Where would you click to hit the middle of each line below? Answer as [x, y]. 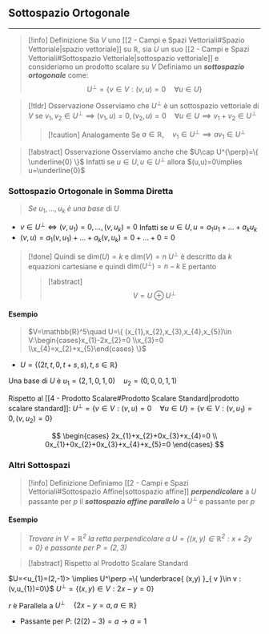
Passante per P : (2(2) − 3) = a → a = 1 [83, 621]
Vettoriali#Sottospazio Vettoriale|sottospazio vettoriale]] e [123, 58]
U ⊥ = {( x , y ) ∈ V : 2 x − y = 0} [105, 588]
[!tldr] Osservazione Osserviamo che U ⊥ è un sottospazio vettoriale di [143, 105]
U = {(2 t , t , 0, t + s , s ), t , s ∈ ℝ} [69, 365]
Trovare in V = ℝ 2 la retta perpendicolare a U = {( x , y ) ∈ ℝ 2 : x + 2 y [140, 538]
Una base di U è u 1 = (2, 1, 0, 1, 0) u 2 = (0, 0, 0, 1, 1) [93, 382]
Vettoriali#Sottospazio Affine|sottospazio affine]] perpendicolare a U [142, 491]
